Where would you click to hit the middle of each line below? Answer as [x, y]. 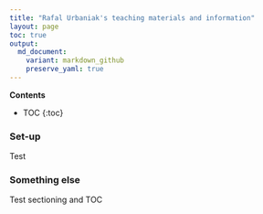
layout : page [34, 27]
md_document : [42, 52]
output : [24, 43]
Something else [45, 180]
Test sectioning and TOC [56, 200]
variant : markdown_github [75, 60]
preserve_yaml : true [65, 70]
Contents [27, 95]
